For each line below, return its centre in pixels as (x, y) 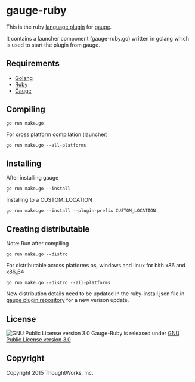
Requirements (33, 64)
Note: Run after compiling (38, 244)
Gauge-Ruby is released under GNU (136, 333)
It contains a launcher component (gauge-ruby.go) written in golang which (98, 38)
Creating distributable (48, 229)
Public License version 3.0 (38, 340)
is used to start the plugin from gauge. (53, 45)
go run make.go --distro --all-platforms (58, 283)
